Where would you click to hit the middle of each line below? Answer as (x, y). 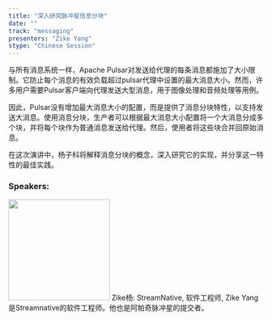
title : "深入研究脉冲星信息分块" (58, 16)
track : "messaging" (41, 31)
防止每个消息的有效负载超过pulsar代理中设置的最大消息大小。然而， (143, 80)
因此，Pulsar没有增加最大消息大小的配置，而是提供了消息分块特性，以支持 (132, 107)
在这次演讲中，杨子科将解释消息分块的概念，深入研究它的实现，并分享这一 (132, 155)
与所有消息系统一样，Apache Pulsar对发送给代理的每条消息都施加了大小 (128, 70)
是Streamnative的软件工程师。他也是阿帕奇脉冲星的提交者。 (108, 308)
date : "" (23, 23)
